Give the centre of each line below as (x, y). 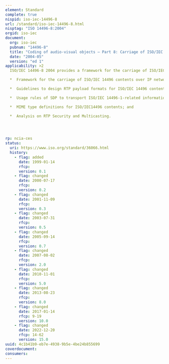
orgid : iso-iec (21, 33)
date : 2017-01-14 (37, 311)
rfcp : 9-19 (30, 316)
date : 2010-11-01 (37, 274)
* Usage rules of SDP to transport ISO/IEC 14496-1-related (75, 98)
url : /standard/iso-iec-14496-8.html (45, 24)
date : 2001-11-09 (37, 199)
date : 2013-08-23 (37, 293)
